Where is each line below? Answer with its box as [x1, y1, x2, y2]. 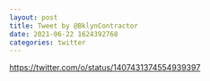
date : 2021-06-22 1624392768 [9, 29, 118, 38]
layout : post [9, 12, 58, 22]
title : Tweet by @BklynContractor [9, 21, 139, 30]
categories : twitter [9, 37, 87, 47]
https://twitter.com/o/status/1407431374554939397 [9, 62, 201, 73]
